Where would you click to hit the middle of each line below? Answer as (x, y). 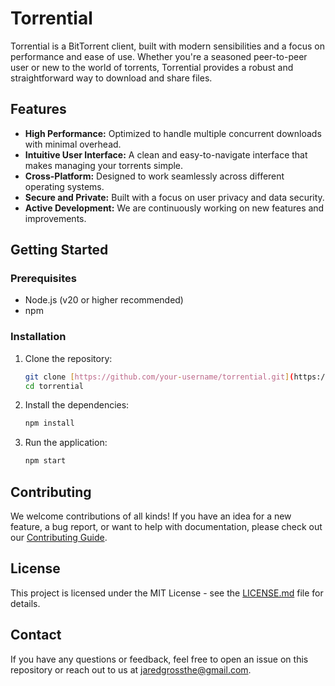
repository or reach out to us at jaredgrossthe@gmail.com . (131, 669)
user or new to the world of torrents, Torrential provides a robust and (152, 67)
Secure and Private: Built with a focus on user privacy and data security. (174, 197)
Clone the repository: (68, 358)
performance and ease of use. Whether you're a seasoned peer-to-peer (159, 56)
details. (25, 603)
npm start (45, 461)
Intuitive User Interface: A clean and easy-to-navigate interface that (166, 154)
